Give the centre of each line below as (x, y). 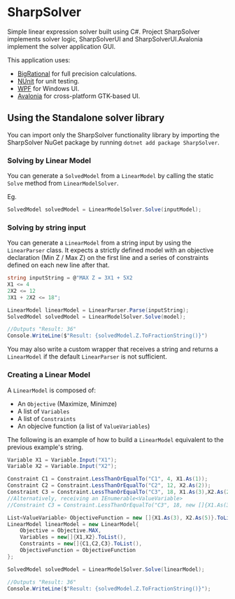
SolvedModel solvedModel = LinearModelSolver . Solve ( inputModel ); (104, 210)
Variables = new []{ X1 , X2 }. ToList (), (73, 537)
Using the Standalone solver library (86, 118)
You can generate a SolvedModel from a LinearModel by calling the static (111, 176)
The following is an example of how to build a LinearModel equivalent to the (115, 439)
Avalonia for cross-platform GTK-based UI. (79, 96)
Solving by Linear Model (49, 160)
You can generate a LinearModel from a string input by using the (99, 243)
